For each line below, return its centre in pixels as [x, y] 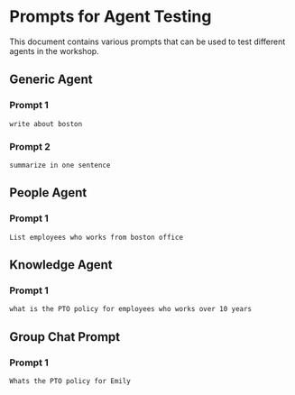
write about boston [46, 124]
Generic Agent [51, 80]
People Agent [48, 193]
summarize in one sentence [60, 165]
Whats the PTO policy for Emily [70, 381]
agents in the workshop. [54, 51]
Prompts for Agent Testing [111, 17]
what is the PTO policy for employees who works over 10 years [131, 309]
